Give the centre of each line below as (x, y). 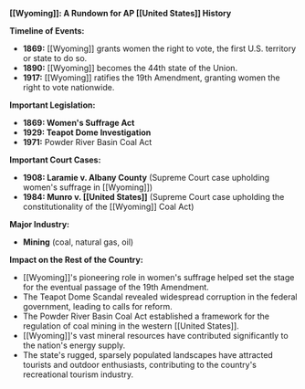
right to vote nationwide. (68, 87)
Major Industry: (40, 224)
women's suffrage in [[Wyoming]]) (88, 187)
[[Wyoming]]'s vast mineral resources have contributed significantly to (156, 336)
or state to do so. (55, 58)
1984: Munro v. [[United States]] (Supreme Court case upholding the (153, 197)
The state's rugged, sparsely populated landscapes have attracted (148, 355)
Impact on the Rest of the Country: (76, 260)
